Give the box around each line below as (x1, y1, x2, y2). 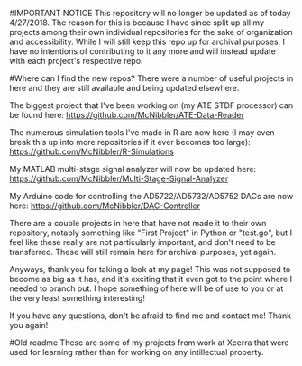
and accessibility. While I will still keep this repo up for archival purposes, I (9, 36, 286, 47)
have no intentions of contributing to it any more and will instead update (9, 46, 277, 57)
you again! (9, 320, 49, 330)
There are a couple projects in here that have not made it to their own (9, 218, 267, 228)
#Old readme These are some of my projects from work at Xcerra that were (9, 337, 290, 348)
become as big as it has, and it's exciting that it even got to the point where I (9, 274, 293, 284)
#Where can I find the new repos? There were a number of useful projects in (9, 73, 294, 84)
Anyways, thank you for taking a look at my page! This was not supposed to (9, 264, 291, 274)
